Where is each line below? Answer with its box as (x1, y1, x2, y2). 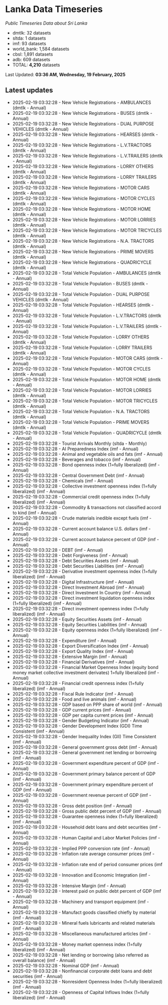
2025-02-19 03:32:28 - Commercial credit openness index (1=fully (12, 493, 150, 499)
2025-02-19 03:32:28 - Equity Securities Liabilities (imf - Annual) (12, 621, 147, 627)
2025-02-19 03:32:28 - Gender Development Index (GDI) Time (12, 723, 142, 729)
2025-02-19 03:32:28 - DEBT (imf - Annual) (12, 547, 103, 553)
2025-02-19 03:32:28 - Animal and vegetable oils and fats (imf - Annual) (12, 451, 163, 457)
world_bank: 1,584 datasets (12, 46, 70, 52)
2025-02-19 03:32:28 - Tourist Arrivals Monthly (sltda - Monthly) (12, 440, 147, 446)
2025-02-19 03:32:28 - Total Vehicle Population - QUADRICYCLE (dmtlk (12, 430, 162, 436)
